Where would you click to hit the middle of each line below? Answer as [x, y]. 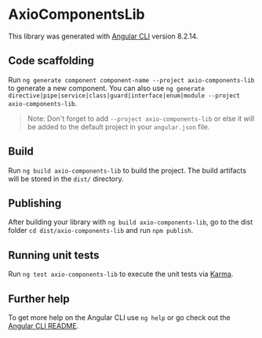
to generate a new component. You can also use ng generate [107, 88]
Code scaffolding [51, 61]
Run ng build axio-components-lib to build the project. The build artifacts [127, 170]
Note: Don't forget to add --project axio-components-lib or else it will [141, 118]
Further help [39, 298]
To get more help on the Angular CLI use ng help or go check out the [119, 318]
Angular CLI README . [44, 326]
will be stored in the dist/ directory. [66, 179]
